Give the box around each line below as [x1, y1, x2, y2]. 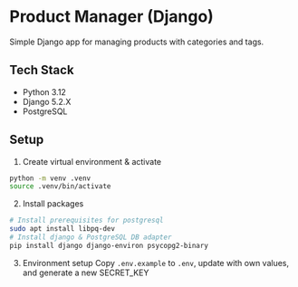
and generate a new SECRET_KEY [22, 267, 149, 278]
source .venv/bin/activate [9, 182, 111, 191]
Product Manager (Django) [9, 6, 215, 27]
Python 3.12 [22, 86, 66, 97]
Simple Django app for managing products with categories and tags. [9, 36, 264, 47]
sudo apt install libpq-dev [9, 225, 116, 234]
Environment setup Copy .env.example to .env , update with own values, [22, 257, 290, 268]
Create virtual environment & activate [22, 156, 162, 167]
